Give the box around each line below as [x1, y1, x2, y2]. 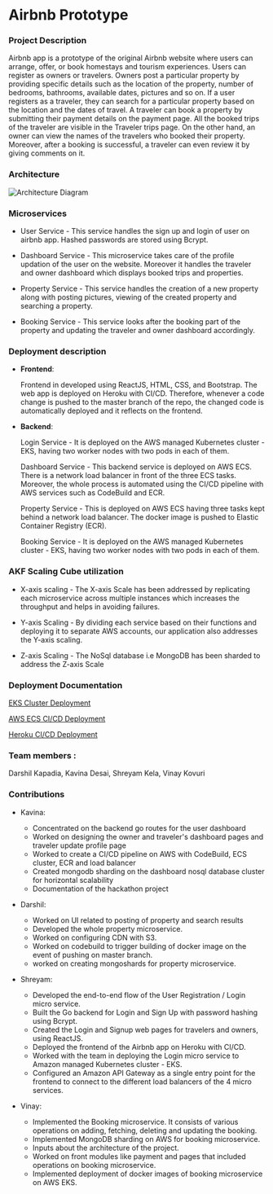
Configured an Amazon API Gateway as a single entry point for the [32, 1068, 256, 1078]
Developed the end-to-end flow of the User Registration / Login [32, 990, 246, 999]
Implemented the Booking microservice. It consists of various [32, 1117, 239, 1126]
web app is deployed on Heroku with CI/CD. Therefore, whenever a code [20, 388, 265, 398]
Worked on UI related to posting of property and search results [32, 915, 244, 925]
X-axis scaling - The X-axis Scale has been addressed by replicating [20, 584, 251, 594]
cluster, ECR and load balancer [32, 858, 136, 867]
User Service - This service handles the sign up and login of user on [20, 226, 250, 236]
